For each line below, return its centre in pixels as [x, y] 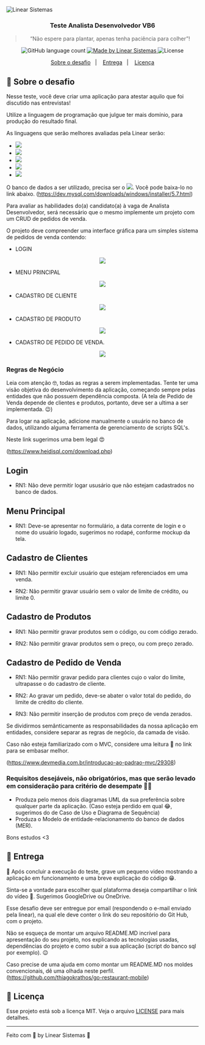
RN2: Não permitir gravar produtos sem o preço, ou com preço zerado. [104, 643]
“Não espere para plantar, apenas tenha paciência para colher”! [110, 39]
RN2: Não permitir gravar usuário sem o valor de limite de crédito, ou [102, 591]
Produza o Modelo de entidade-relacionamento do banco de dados [100, 819]
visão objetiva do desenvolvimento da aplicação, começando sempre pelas [101, 390]
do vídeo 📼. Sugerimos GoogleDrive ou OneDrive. [69, 896]
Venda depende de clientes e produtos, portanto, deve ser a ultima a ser [97, 403]
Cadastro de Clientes [47, 558]
